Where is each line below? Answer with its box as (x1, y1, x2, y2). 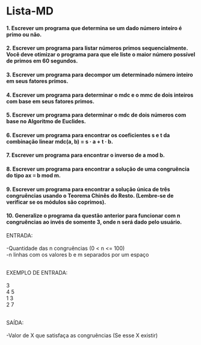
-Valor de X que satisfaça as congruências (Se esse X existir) (6, 332, 158, 339)
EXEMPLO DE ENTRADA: (6, 269, 68, 276)
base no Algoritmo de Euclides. (6, 118, 86, 125)
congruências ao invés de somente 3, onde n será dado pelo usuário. (6, 218, 182, 226)
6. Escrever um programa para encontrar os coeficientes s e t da (6, 131, 170, 139)
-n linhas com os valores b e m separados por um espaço (6, 251, 149, 258)
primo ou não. (6, 31, 42, 38)
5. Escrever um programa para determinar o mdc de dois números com (6, 111, 187, 118)
